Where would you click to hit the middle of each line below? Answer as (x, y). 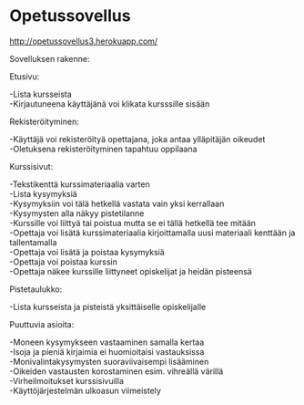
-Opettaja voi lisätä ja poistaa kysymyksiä (87, 252)
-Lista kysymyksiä (43, 193)
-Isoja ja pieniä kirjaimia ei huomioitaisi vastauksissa (107, 351)
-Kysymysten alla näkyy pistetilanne (77, 213)
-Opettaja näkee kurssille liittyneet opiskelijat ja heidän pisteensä (131, 271)
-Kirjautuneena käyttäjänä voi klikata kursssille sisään (110, 104)
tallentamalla (33, 242)
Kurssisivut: (31, 166)
